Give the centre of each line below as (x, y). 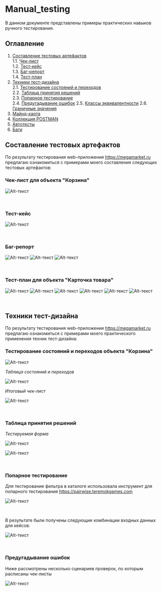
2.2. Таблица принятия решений (46, 92)
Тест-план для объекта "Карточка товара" (59, 280)
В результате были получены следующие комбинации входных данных (81, 520)
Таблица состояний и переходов (40, 372)
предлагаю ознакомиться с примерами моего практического (70, 333)
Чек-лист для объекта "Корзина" (47, 180)
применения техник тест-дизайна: (41, 339)
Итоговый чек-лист (25, 391)
